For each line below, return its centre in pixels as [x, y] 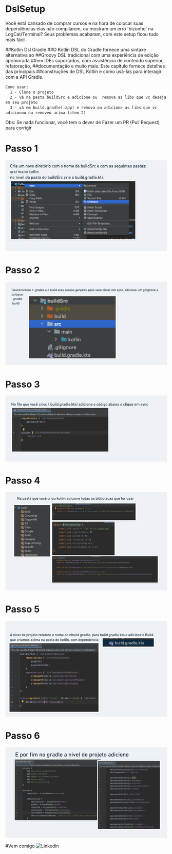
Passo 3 [23, 384]
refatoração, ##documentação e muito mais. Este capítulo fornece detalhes [85, 66]
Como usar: [17, 87]
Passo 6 [23, 736]
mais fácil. [16, 40]
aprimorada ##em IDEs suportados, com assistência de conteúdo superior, [85, 60]
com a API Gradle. [24, 77]
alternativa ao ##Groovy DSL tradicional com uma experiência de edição [82, 55]
